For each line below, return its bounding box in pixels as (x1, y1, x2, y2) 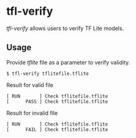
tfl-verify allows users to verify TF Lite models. (6, 25, 124, 32)
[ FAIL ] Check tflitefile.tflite (6, 126, 108, 132)
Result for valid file (6, 81, 54, 88)
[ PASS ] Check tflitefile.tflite (6, 98, 108, 105)
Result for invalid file (6, 109, 58, 117)
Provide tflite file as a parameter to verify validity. (6, 58, 130, 66)
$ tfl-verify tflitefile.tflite (6, 71, 89, 77)
